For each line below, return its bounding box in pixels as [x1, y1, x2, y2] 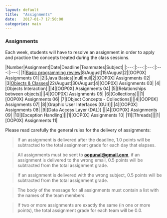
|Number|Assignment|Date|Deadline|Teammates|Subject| [5, 64, 124, 70]
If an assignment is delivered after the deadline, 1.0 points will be [17, 136, 151, 142]
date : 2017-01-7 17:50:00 [5, 16, 64, 21]
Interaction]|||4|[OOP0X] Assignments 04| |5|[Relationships [23, 85, 146, 91]
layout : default [5, 7, 39, 12]
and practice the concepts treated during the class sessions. [5, 54, 130, 60]
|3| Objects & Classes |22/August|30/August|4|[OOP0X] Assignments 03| [5, 80, 154, 86]
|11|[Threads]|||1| [125, 112, 161, 118]
